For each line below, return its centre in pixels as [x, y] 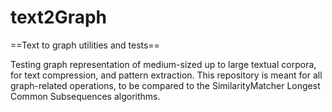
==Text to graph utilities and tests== [85, 45]
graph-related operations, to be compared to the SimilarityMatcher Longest [165, 85]
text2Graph [58, 17]
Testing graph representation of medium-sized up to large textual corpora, [163, 64]
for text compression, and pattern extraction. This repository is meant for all [166, 75]
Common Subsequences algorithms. [85, 96]
